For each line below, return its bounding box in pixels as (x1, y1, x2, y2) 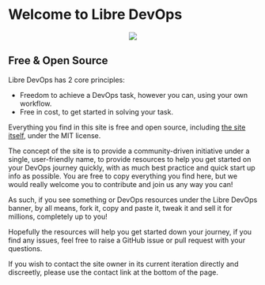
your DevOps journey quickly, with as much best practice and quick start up (8, 163, 256, 172)
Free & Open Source (8, 54, 108, 68)
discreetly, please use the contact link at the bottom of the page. (8, 267, 219, 277)
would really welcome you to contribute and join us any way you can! (8, 179, 233, 189)
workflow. (19, 99, 52, 108)
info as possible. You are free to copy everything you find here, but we (8, 171, 238, 181)
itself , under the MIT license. (8, 130, 101, 140)
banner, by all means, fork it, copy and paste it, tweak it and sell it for (8, 203, 233, 212)
